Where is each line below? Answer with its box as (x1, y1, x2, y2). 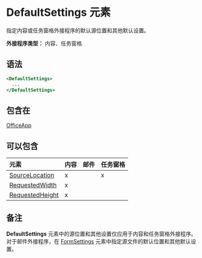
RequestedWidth (9, 181, 57, 189)
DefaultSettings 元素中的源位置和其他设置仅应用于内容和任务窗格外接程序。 (6, 230, 197, 237)
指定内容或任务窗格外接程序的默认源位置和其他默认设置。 (6, 27, 149, 34)
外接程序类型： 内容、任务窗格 (6, 39, 82, 47)
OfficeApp (6, 122, 32, 129)
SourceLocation (9, 171, 54, 179)
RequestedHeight (9, 191, 59, 199)
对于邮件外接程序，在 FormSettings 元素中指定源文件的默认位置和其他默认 (6, 237, 191, 245)
